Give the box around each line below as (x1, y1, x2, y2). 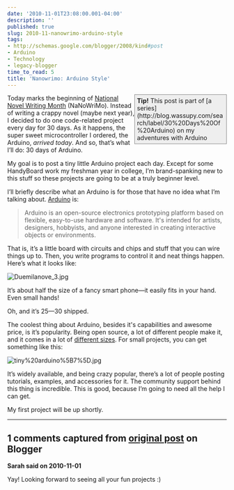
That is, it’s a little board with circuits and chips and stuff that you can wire (7, 245, 221, 253)
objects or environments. (24, 231, 96, 239)
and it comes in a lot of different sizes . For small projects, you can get (7, 335, 207, 344)
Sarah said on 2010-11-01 (7, 461, 81, 470)
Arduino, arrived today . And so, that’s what (7, 139, 130, 147)
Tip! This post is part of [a (136, 97, 212, 105)
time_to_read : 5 (7, 68, 54, 75)
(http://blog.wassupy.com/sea (136, 112, 224, 120)
